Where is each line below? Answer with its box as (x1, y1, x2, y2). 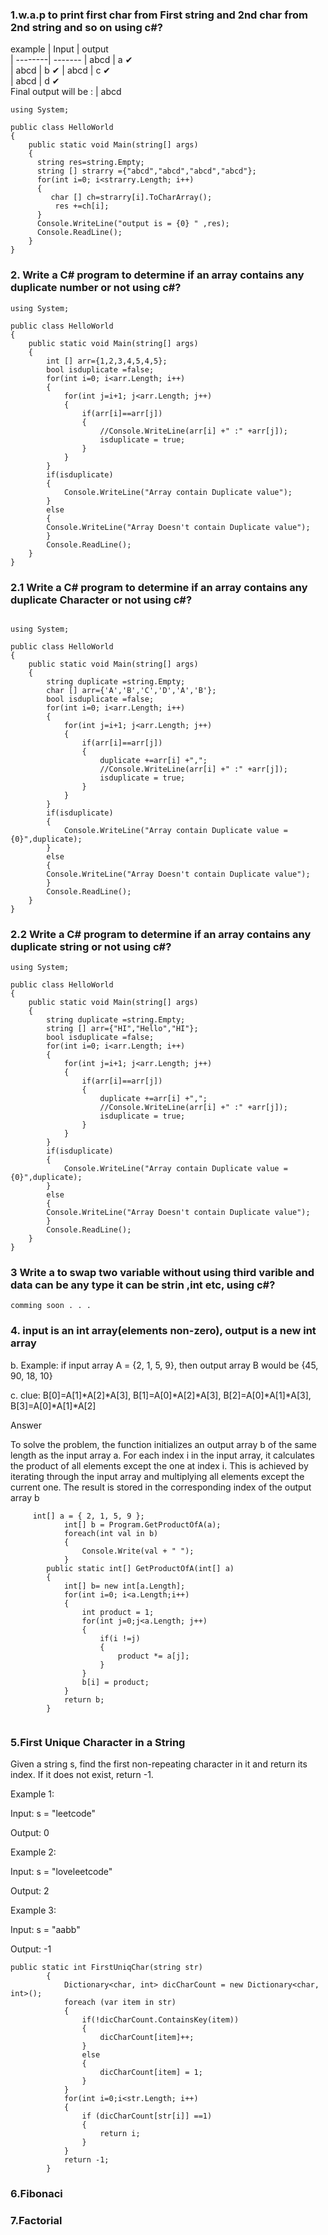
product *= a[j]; (117, 1651, 190, 1661)
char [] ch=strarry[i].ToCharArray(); (50, 193, 213, 203)
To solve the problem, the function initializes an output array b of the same (10, 1438, 317, 1450)
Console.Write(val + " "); (81, 1546, 195, 1556)
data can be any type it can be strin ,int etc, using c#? (10, 1278, 276, 1292)
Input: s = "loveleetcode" (10, 1866, 113, 1878)
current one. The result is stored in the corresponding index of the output (10, 1481, 312, 1493)
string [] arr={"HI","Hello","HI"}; (46, 1024, 199, 1034)
